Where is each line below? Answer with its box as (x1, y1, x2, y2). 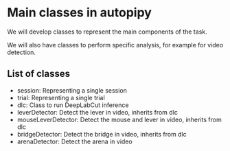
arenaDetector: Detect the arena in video (16, 137, 133, 146)
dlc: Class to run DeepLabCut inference (16, 101, 129, 109)
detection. (7, 48, 36, 56)
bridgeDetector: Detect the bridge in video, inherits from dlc (16, 130, 187, 138)
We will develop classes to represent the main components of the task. (7, 27, 207, 36)
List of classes (7, 68, 71, 80)
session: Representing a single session (16, 86, 127, 94)
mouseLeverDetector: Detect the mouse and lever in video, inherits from (16, 115, 222, 124)
